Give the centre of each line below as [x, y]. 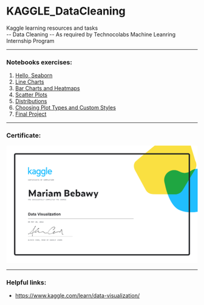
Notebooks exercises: [39, 62]
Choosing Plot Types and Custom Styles [66, 108]
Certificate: [24, 136]
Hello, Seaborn [34, 75]
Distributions [31, 101]
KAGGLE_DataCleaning [66, 11]
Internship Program [30, 41]
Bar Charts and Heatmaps [47, 89]
